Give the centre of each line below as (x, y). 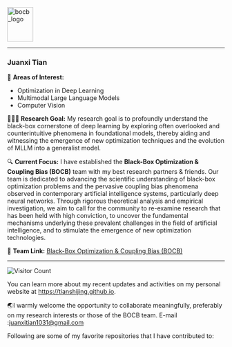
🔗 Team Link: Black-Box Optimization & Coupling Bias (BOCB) (95, 251)
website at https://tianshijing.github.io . (61, 292)
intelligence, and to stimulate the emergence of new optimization (99, 230)
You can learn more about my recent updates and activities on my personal (114, 284)
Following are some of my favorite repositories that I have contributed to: (110, 336)
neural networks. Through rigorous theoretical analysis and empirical (105, 201)
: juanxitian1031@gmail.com (46, 323)
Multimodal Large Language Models (68, 98)
